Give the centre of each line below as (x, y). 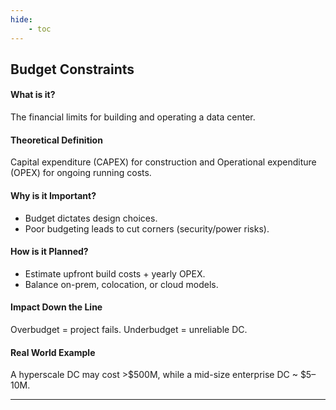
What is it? (33, 95)
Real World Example (53, 352)
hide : (21, 19)
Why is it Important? (53, 195)
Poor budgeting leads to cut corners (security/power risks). (147, 228)
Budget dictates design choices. (91, 218)
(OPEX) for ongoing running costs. (81, 173)
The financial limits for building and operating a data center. (133, 117)
